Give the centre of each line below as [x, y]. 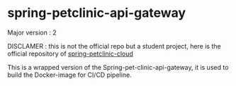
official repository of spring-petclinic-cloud [70, 54]
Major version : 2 [32, 32]
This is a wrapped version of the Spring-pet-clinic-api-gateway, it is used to [118, 67]
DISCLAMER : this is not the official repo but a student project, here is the [114, 46]
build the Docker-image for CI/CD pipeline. [70, 75]
